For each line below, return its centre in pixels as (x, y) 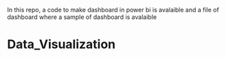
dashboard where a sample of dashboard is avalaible (82, 17)
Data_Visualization (61, 44)
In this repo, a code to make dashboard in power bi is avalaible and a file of (113, 10)
